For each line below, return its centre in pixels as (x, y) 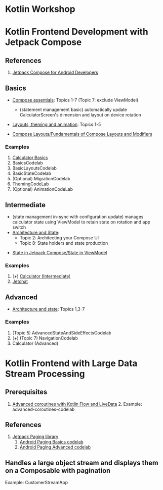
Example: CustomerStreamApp (37, 483)
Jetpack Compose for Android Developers (55, 72)
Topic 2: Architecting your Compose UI (59, 238)
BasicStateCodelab (32, 173)
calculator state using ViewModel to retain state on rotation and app (81, 222)
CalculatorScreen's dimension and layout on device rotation (81, 115)
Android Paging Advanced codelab (55, 447)
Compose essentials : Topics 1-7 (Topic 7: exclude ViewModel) (75, 100)
